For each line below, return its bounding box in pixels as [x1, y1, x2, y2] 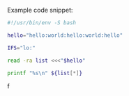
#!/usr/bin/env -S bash [7, 19, 77, 26]
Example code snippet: [7, 6, 73, 14]
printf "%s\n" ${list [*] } [7, 70, 82, 77]
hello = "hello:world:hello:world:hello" [7, 31, 123, 39]
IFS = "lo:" [7, 45, 36, 51]
